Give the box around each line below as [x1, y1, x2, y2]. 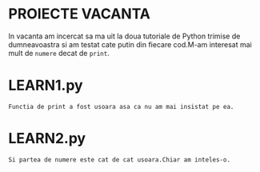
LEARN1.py [8, 77, 83, 94]
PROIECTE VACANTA [8, 5, 150, 23]
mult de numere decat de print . [8, 48, 110, 58]
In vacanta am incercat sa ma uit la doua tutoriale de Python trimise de [8, 31, 241, 41]
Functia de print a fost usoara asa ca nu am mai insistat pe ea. [8, 102, 234, 110]
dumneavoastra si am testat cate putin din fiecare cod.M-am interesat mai [8, 39, 252, 49]
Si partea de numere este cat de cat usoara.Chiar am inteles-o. [8, 155, 230, 164]
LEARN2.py [8, 130, 86, 148]
